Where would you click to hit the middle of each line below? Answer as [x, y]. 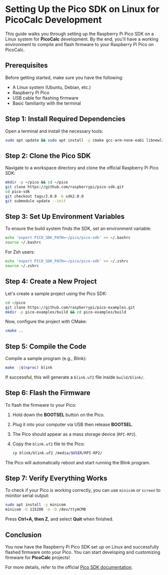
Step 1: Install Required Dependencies [65, 119]
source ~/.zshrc [22, 266]
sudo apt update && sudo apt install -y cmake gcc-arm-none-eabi [74, 140]
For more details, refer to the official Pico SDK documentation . [69, 567]
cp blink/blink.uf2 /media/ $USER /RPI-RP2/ [57, 453]
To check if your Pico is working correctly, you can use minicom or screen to [83, 490]
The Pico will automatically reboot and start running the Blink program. [78, 462]
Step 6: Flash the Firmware [48, 393]
